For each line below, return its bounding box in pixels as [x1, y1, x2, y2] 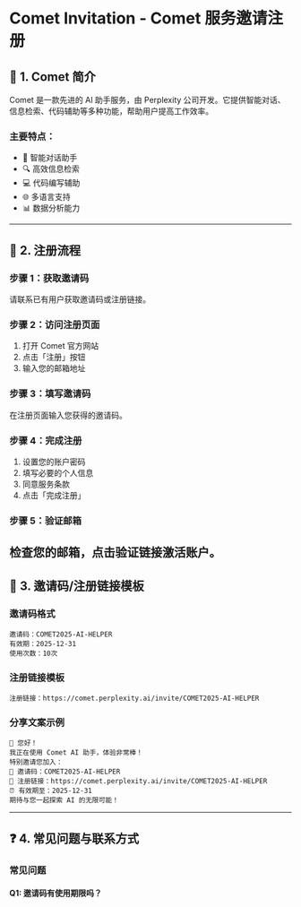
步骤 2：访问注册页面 [9, 318, 100, 331]
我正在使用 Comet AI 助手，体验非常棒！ [9, 748, 143, 757]
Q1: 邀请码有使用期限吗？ [9, 888, 102, 899]
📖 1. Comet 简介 [9, 69, 96, 84]
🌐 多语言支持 [21, 192, 71, 203]
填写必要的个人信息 [21, 467, 94, 478]
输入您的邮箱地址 [21, 363, 86, 374]
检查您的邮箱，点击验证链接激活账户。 [9, 545, 221, 560]
